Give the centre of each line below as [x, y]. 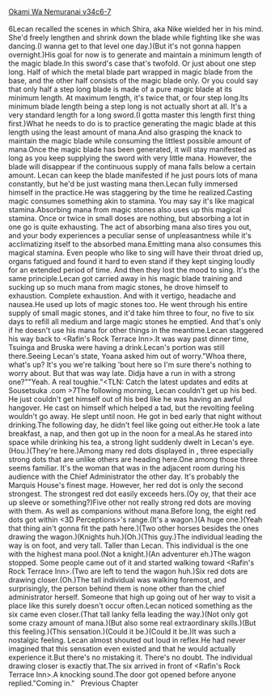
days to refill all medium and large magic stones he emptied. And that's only [135, 322]
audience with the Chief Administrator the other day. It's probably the [124, 476]
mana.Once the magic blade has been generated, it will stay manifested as [132, 149]
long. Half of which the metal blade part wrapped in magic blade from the [131, 72]
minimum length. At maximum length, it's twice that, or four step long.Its [129, 98]
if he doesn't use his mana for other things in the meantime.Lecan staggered [136, 330]
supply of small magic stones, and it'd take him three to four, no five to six [131, 313]
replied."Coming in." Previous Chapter [74, 683]
